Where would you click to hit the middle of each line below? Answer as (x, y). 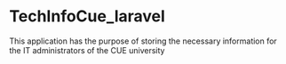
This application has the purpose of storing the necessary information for (143, 41)
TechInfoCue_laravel (87, 16)
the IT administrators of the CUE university (87, 50)
